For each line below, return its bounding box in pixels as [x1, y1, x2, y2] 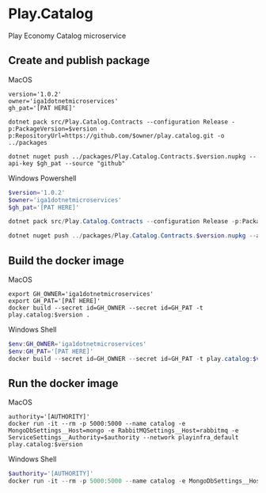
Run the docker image [8, 377, 119, 390]
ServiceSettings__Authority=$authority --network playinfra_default [8, 434, 239, 442]
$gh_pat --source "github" [36, 159, 126, 167]
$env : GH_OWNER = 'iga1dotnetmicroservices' [8, 339, 147, 348]
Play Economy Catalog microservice [8, 31, 127, 40]
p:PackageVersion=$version [8, 124, 97, 133]
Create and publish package [8, 54, 150, 67]
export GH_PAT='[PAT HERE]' [8, 297, 101, 305]
